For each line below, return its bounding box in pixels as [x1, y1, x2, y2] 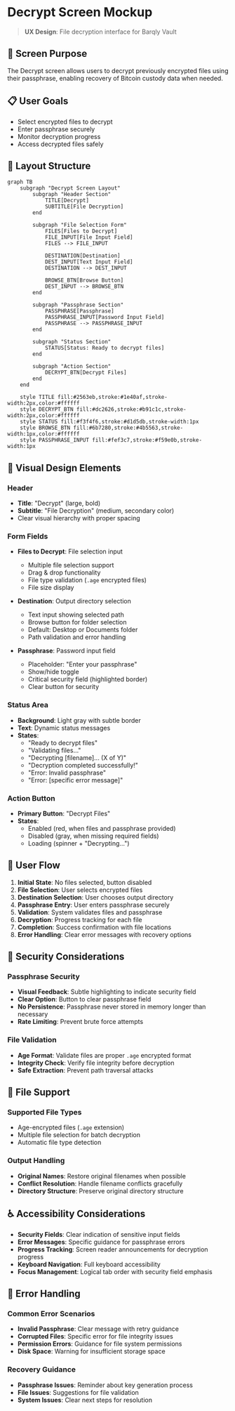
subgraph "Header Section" [32, 191, 112, 198]
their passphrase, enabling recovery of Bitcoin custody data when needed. [7, 74, 223, 82]
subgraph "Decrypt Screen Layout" [20, 185, 121, 192]
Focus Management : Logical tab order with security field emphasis [17, 1267, 213, 1275]
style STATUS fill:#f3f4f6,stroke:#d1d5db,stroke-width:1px [20, 419, 199, 426]
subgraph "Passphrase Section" [32, 301, 124, 309]
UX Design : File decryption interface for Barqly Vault [24, 27, 177, 36]
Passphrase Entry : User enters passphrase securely [17, 900, 170, 909]
